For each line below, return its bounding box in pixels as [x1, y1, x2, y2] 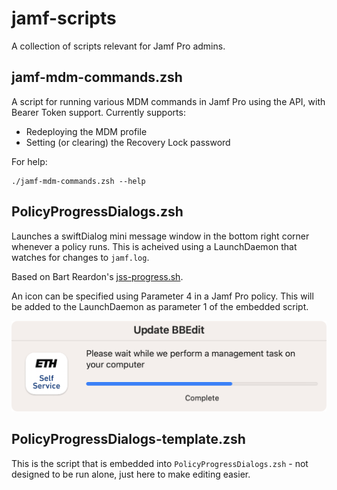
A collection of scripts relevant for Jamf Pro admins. [11, 40, 226, 52]
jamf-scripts [11, 7, 117, 30]
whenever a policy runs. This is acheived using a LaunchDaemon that [11, 240, 298, 252]
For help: [11, 155, 48, 167]
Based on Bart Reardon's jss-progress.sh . [11, 270, 184, 282]
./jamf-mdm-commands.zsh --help [11, 176, 146, 186]
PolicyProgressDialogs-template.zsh [11, 431, 246, 448]
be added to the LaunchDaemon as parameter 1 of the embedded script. [11, 300, 309, 312]
